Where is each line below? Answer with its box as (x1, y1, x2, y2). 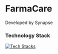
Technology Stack (5, 32, 50, 39)
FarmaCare (5, 3, 52, 14)
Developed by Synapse (5, 19, 53, 25)
